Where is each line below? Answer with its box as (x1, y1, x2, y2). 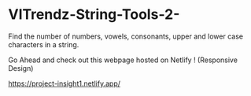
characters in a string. (8, 39, 79, 49)
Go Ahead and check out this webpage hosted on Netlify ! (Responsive (8, 55, 238, 65)
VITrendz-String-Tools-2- (8, 6, 180, 24)
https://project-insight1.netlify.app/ (8, 79, 120, 88)
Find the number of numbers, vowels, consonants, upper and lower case (8, 31, 244, 41)
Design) (8, 63, 34, 72)
